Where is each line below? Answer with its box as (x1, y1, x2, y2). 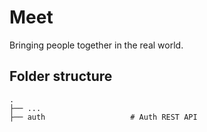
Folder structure (9, 68, 113, 85)
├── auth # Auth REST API (9, 112, 198, 122)
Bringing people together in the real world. (9, 39, 184, 51)
